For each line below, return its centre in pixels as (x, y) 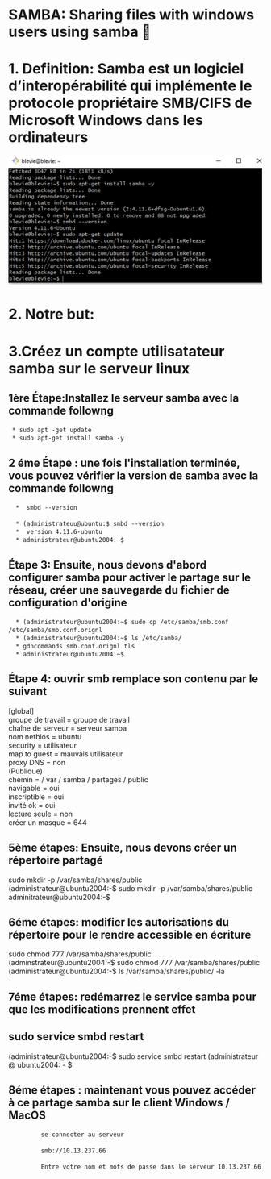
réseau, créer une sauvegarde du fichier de (119, 590)
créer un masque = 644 (48, 822)
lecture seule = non (41, 814)
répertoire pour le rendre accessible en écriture (130, 934)
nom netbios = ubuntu (45, 736)
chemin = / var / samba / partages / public (79, 779)
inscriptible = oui (36, 797)
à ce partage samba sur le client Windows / (119, 1102)
